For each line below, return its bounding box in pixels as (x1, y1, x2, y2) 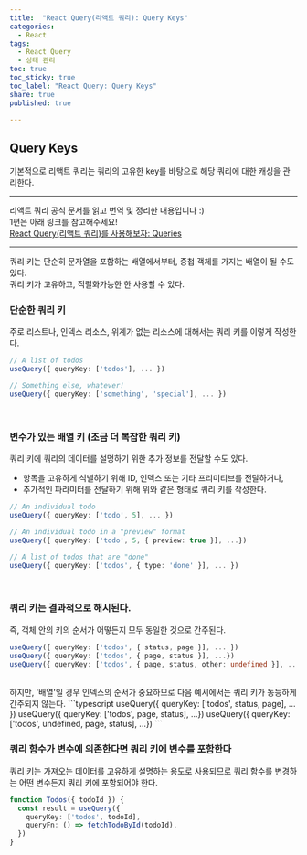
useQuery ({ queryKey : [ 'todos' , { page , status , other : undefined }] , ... (9, 659, 301, 668)
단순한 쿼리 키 (9, 304, 67, 316)
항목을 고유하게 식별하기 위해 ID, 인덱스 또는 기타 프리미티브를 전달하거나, (22, 473, 284, 484)
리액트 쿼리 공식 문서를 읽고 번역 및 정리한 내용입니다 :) (9, 205, 205, 216)
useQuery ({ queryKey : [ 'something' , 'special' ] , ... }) (9, 390, 227, 399)
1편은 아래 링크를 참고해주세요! (9, 217, 118, 228)
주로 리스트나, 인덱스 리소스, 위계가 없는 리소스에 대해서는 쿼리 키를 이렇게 (9, 326, 272, 337)
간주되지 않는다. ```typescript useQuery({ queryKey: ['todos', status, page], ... (9, 699, 296, 710)
